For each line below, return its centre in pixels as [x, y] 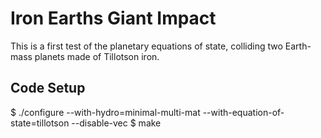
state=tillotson [40, 123]
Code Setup [48, 88]
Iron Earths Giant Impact [113, 18]
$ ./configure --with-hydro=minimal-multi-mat [105, 112]
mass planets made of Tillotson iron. [85, 56]
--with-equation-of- [243, 112]
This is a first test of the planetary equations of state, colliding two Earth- [161, 46]
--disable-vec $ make [116, 123]
